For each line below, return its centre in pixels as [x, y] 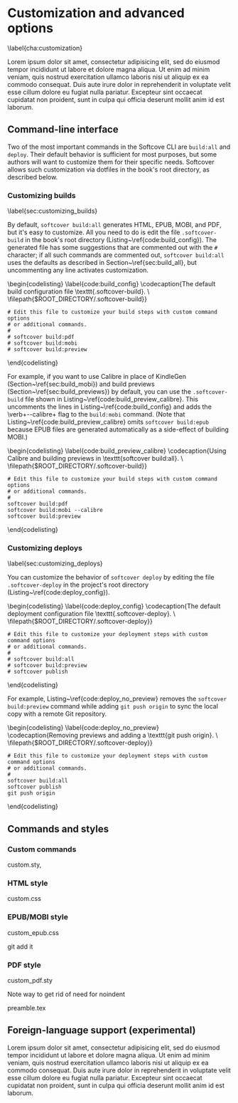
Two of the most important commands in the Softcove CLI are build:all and [119, 147]
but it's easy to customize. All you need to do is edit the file [94, 232]
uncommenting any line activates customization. [78, 270]
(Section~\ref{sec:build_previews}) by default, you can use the [99, 392]
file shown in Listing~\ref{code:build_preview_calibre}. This [112, 399]
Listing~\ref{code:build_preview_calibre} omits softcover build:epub [108, 422]
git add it [20, 946]
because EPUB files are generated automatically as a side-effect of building [118, 429]
